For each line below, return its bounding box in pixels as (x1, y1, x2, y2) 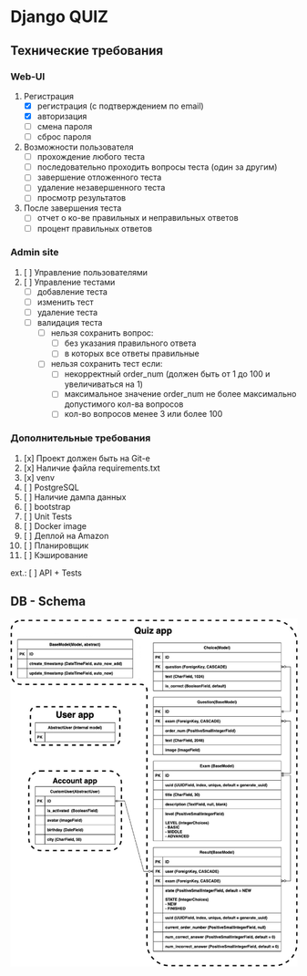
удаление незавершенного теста (36, 182, 166, 193)
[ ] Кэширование (23, 549, 88, 560)
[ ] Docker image (23, 520, 87, 531)
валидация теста (36, 317, 103, 328)
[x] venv (23, 472, 56, 483)
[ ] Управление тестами (23, 276, 116, 287)
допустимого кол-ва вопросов (64, 399, 184, 410)
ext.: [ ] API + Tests (10, 567, 83, 578)
